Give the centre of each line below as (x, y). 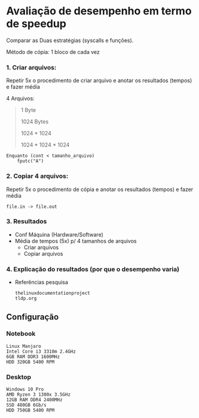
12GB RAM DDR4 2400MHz (34, 400)
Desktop (19, 377)
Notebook (21, 334)
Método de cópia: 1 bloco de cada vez (53, 52)
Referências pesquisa (42, 282)
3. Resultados (27, 222)
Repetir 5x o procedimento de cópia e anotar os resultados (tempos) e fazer (100, 189)
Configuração (33, 316)
